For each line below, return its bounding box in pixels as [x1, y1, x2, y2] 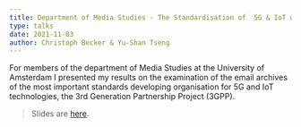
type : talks [9, 21, 54, 30]
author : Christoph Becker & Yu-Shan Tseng [9, 38, 170, 47]
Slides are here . [30, 108, 90, 119]
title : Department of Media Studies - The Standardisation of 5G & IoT [9, 13, 287, 22]
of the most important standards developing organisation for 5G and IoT [9, 81, 274, 92]
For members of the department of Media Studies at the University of [9, 63, 265, 73]
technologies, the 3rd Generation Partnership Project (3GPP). [9, 91, 236, 102]
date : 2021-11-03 [9, 30, 74, 38]
